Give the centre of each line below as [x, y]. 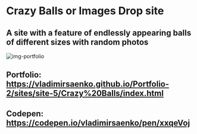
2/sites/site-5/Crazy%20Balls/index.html [85, 93]
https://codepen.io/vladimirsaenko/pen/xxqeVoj [98, 123]
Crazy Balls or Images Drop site [85, 11]
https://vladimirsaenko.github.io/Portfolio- [88, 84]
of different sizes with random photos [77, 42]
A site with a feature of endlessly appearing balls [99, 33]
